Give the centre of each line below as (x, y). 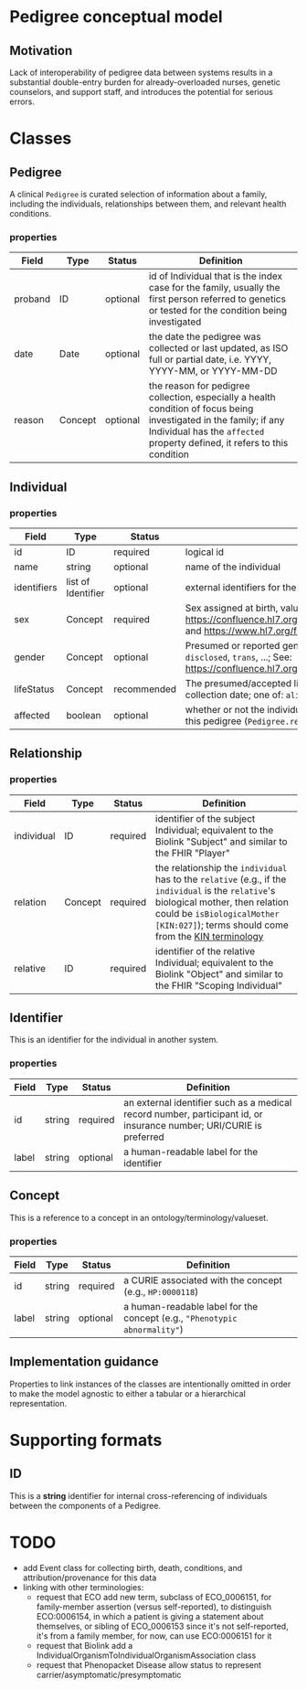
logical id (205, 552)
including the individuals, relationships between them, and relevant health (148, 204)
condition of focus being (201, 409)
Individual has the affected (206, 431)
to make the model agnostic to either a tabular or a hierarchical (128, 1393)
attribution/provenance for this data (90, 1577)
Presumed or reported (233, 645)
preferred (143, 1137)
